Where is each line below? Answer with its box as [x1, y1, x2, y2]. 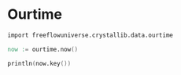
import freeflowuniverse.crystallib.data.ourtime [7, 31, 174, 39]
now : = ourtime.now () [7, 45, 79, 53]
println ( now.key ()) [7, 59, 72, 67]
